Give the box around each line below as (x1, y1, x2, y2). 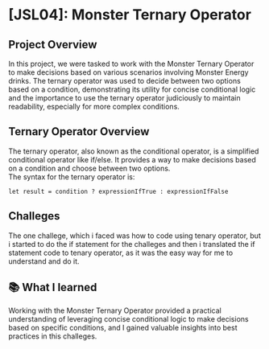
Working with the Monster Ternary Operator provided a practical (8, 306, 221, 315)
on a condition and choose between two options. (8, 163, 171, 173)
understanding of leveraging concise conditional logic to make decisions (8, 314, 249, 324)
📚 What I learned (8, 281, 97, 294)
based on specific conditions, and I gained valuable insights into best (8, 323, 238, 333)
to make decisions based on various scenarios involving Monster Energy (8, 68, 249, 77)
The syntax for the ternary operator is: (8, 171, 135, 182)
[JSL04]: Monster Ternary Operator (8, 6, 252, 24)
